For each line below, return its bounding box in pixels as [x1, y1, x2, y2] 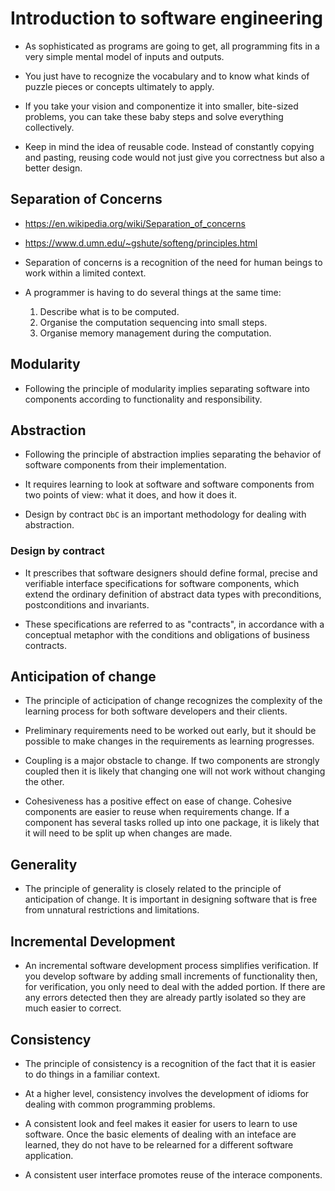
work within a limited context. [24, 267, 147, 279]
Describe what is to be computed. [39, 305, 180, 317]
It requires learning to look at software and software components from [24, 478, 315, 491]
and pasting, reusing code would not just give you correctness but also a [24, 151, 325, 163]
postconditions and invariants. [24, 598, 150, 611]
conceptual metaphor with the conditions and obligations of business [24, 628, 310, 641]
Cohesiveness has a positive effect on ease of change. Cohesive [24, 795, 292, 807]
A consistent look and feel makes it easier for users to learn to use [24, 1117, 298, 1129]
